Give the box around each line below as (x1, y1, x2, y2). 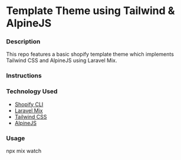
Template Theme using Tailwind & (6, 4, 175, 18)
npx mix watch (6, 148, 42, 154)
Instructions (6, 72, 42, 80)
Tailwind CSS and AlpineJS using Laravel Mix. (6, 57, 117, 64)
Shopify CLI (14, 101, 44, 108)
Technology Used (6, 87, 58, 96)
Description (6, 38, 41, 46)
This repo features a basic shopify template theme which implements (6, 51, 174, 58)
